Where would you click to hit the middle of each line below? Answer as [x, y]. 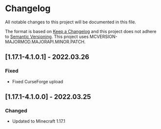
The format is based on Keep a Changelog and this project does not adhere [81, 31]
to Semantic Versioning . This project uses [47, 37]
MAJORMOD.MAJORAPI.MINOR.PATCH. [45, 41]
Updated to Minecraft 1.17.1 [39, 121]
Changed [16, 111]
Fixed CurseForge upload [38, 81]
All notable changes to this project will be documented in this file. [71, 22]
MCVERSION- [103, 37]
